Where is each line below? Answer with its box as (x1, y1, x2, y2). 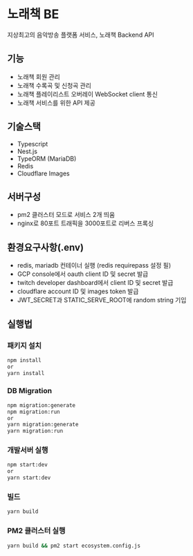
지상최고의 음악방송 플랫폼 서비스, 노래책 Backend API (7, 31, 154, 39)
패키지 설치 (7, 340, 42, 350)
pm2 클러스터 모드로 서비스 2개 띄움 (17, 211, 116, 219)
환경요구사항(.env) (7, 241, 84, 253)
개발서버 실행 (7, 445, 48, 455)
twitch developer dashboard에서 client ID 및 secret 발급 (17, 279, 174, 287)
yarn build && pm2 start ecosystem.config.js (7, 542, 140, 549)
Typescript (17, 139, 48, 148)
